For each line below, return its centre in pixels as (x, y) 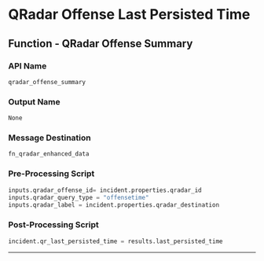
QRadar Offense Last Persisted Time (129, 15)
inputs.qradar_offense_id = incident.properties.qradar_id (105, 190)
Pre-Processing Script (51, 174)
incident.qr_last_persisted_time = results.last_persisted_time (115, 241)
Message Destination (50, 138)
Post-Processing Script (54, 225)
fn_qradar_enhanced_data (49, 154)
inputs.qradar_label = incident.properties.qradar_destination (114, 205)
